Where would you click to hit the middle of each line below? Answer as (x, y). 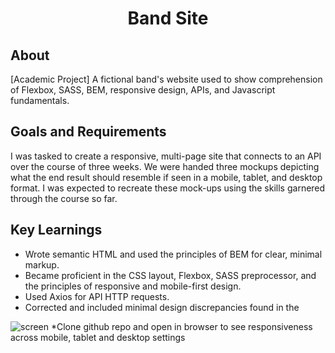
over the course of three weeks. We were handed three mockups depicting (165, 166)
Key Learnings (56, 230)
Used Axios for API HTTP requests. (97, 296)
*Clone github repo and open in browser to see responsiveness (181, 326)
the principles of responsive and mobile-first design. (133, 286)
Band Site (168, 18)
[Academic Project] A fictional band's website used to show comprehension (166, 79)
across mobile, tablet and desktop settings (98, 337)
